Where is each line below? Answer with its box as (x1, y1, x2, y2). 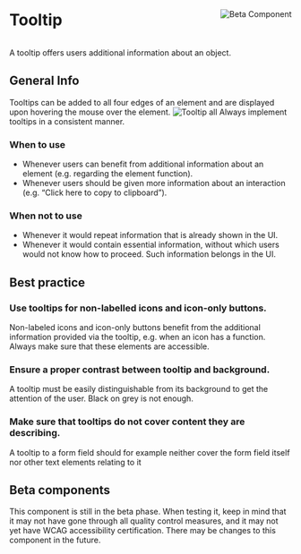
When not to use (9, 209, 82, 222)
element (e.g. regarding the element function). (21, 168, 193, 179)
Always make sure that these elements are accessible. (9, 341, 211, 352)
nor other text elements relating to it (9, 456, 142, 467)
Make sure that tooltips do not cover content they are (9, 415, 245, 428)
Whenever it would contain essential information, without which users (21, 239, 279, 251)
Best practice (9, 275, 86, 290)
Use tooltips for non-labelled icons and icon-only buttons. (9, 302, 267, 314)
